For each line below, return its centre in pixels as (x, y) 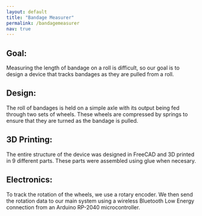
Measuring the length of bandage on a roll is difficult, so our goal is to (93, 68)
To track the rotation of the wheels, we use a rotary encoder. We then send (100, 194)
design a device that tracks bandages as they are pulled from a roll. (90, 74)
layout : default (27, 12)
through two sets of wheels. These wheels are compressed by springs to (97, 114)
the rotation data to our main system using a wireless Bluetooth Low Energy (100, 201)
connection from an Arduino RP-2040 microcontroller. (73, 207)
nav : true (19, 29)
